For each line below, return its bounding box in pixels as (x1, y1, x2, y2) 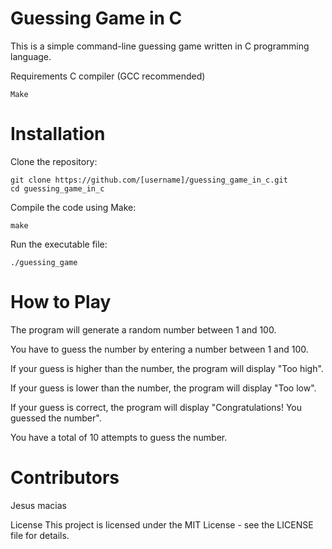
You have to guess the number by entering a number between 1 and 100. (10, 343, 309, 355)
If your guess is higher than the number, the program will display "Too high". (10, 362, 324, 374)
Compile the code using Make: (10, 201, 137, 213)
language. (10, 50, 52, 62)
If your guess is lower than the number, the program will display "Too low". (10, 382, 317, 394)
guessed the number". (10, 412, 102, 424)
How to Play (10, 291, 112, 314)
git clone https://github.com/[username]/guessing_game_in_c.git (10, 175, 288, 185)
